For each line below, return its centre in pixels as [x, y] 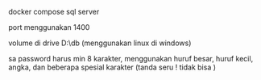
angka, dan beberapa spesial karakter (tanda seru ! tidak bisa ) [112, 67]
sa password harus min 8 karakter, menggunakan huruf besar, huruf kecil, [131, 59]
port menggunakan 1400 [49, 27]
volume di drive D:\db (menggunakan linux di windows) [100, 43]
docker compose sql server [54, 12]
